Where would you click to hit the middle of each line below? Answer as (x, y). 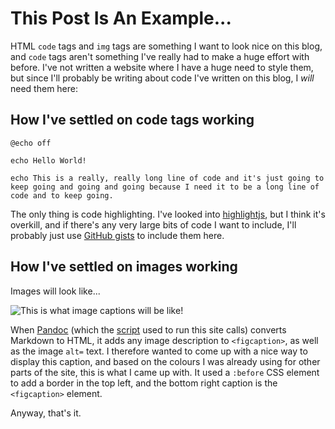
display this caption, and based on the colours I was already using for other (165, 361)
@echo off (31, 143)
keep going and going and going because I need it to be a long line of (165, 187)
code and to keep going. (62, 195)
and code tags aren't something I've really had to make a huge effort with (160, 56)
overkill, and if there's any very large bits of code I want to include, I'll (153, 224)
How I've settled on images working (124, 267)
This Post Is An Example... (121, 18)
